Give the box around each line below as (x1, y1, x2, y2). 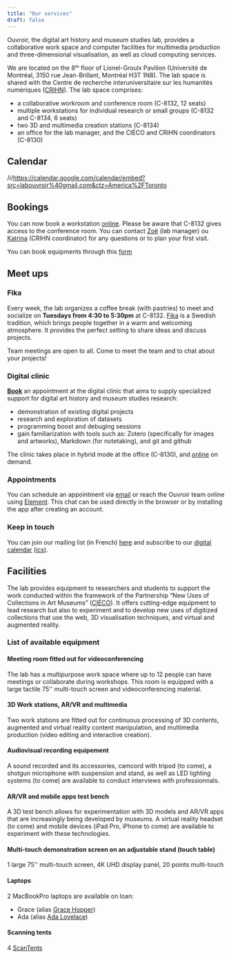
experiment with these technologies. (7, 830, 111, 838)
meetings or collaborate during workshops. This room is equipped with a (7, 677, 214, 685)
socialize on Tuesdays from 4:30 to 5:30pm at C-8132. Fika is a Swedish (7, 311, 216, 320)
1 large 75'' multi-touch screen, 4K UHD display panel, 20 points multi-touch (7, 861, 224, 869)
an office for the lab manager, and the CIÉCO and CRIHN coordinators (17, 128, 216, 137)
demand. (7, 458, 32, 466)
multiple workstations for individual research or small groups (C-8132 (17, 106, 214, 115)
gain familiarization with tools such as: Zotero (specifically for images (17, 429, 214, 438)
